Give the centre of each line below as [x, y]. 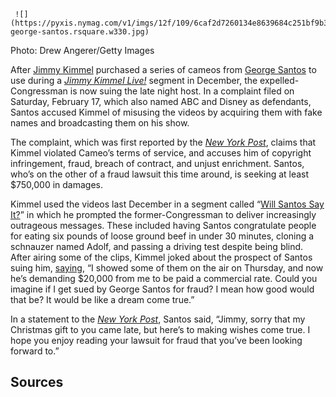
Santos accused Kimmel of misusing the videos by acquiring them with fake [166, 112]
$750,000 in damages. [56, 184]
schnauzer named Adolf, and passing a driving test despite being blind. [157, 246]
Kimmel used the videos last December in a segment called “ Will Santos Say [167, 204]
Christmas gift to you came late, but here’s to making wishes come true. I [160, 329]
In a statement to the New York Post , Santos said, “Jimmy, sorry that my [158, 319]
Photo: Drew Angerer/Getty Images [82, 50]
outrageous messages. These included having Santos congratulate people [163, 225]
